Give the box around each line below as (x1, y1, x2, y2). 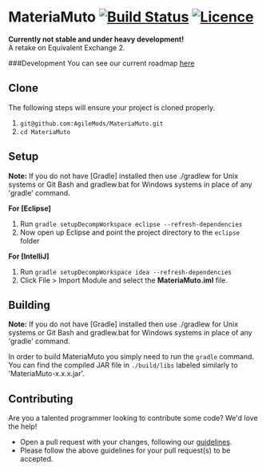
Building (8, 298, 50, 311)
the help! (8, 422, 38, 431)
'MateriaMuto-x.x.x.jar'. (8, 369, 85, 378)
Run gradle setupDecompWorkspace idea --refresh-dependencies (19, 267, 232, 276)
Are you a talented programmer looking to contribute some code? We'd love (8, 414, 258, 423)
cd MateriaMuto (19, 128, 71, 136)
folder (19, 235, 40, 245)
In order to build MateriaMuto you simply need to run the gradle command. (8, 352, 254, 362)
